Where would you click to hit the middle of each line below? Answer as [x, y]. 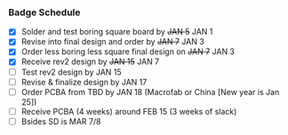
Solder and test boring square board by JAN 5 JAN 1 [117, 32]
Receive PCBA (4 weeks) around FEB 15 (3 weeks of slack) [129, 111]
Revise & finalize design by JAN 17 [84, 82]
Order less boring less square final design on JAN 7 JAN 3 [128, 52]
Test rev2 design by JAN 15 [71, 72]
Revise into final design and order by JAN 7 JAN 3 [113, 42]
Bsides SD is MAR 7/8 [61, 121]
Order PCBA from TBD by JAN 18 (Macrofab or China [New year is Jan [150, 91]
